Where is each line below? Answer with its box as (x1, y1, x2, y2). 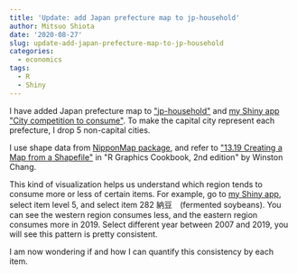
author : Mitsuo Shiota (9, 22, 95, 31)
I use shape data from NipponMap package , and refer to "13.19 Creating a (9, 142, 283, 153)
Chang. (9, 161, 37, 172)
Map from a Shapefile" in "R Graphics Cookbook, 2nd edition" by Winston (9, 151, 283, 163)
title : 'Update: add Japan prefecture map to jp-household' (9, 13, 241, 23)
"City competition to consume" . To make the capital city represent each (9, 115, 275, 126)
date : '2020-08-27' (9, 30, 83, 39)
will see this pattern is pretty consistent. (9, 228, 158, 240)
